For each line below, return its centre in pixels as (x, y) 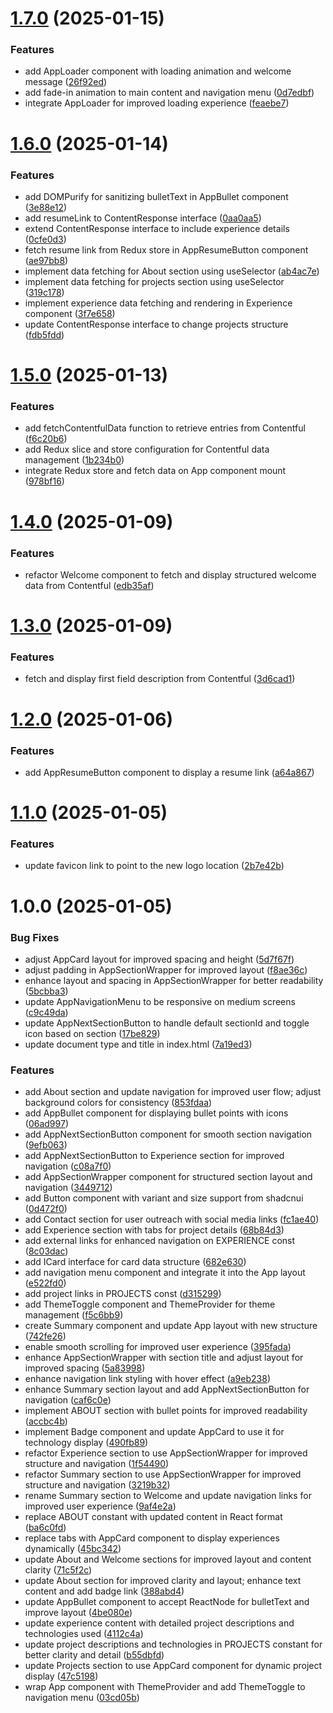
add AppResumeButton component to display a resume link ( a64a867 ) (169, 772)
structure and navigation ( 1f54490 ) (97, 1464)
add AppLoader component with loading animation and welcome (158, 71)
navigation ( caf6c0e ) (68, 1400)
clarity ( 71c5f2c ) (58, 1570)
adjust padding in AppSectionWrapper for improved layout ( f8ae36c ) (166, 969)
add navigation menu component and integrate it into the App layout (165, 1273)
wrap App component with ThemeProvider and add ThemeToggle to (165, 1687)
